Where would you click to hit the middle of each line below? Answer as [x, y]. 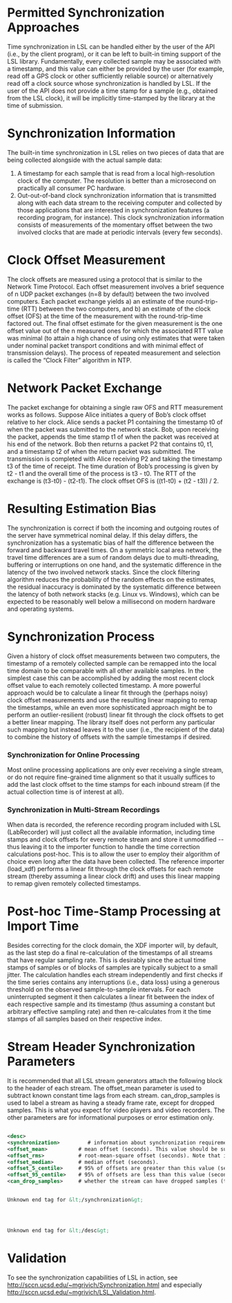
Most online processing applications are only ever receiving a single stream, [115, 769]
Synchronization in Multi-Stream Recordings [84, 810]
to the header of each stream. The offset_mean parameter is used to [105, 1088]
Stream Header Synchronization [101, 1047]
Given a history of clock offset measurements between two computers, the [114, 656]
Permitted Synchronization [86, 13]
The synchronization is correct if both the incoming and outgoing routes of [113, 528]
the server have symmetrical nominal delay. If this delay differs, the [103, 535]
